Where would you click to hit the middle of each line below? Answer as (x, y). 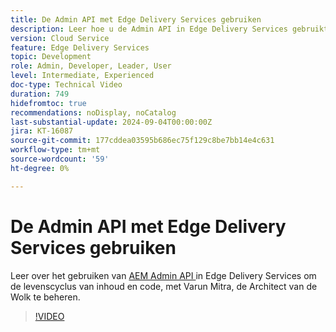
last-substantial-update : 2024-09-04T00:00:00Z (111, 122)
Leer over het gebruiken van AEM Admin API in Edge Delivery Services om (163, 275)
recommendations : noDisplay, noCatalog (93, 112)
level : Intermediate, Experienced (82, 76)
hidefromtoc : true (48, 103)
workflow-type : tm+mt (55, 150)
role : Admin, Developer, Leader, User (91, 66)
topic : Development (51, 57)
